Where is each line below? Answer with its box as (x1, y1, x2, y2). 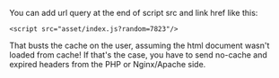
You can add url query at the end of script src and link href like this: (9, 8, 258, 18)
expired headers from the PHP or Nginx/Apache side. (9, 59, 206, 69)
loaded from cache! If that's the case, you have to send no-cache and (9, 50, 267, 60)
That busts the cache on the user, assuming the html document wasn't (9, 40, 270, 51)
